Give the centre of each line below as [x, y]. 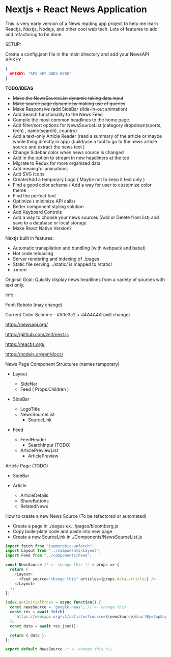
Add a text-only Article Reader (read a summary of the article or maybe [87, 136]
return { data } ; [28, 635]
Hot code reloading [33, 253]
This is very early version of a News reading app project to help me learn [82, 23]
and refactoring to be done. [34, 34]
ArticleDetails [34, 495]
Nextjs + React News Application [76, 9]
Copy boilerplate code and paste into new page [62, 531]
